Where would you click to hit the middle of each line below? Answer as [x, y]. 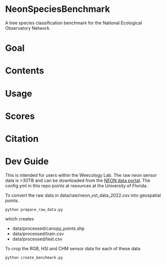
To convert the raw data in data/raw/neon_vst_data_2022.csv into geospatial [83, 195]
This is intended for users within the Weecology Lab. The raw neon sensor [81, 175]
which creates [20, 218]
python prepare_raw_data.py [34, 210]
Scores [20, 116]
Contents [25, 71]
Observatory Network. [28, 28]
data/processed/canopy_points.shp [48, 228]
